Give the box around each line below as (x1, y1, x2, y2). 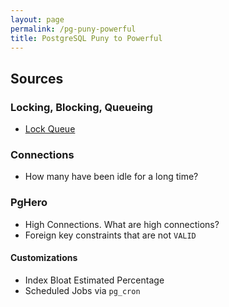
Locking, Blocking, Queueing (10, 100, 153, 114)
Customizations (10, 252, 78, 264)
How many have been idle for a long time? (24, 171, 199, 183)
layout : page (10, 14, 65, 25)
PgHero (10, 196, 48, 210)
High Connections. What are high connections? (24, 218, 220, 230)
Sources (10, 70, 64, 87)
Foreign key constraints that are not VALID (24, 229, 197, 241)
